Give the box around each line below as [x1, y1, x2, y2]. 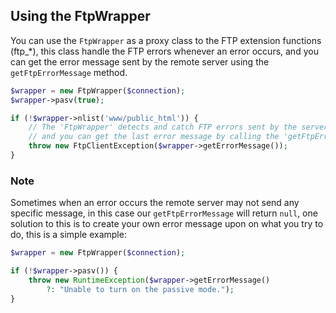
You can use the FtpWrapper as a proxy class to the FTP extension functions [10, 34, 322, 46]
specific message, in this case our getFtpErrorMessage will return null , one [10, 207, 318, 219]
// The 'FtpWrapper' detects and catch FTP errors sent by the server [28, 122, 329, 133]
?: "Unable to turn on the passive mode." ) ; [46, 284, 235, 294]
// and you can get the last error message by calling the [28, 132, 280, 142]
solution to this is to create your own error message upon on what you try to [10, 218, 324, 230]
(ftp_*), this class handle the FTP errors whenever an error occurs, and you [10, 45, 319, 57]
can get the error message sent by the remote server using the [10, 55, 270, 68]
